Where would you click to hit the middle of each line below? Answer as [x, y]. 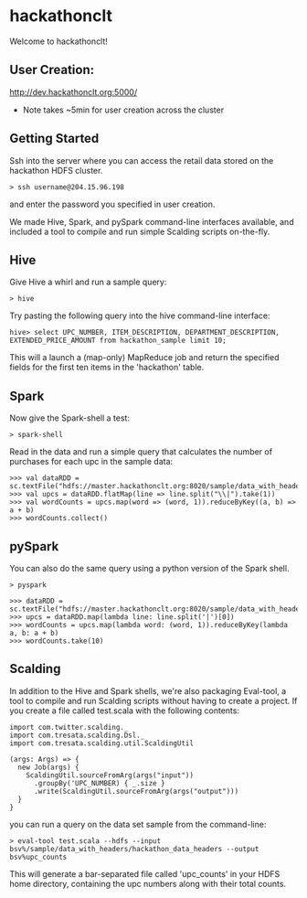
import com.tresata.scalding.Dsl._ [77, 735]
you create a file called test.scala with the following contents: [125, 711]
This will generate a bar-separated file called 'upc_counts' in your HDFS [145, 873]
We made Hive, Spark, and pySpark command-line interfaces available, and [152, 221]
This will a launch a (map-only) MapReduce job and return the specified [144, 358]
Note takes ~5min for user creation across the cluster [123, 110]
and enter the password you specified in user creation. [112, 204]
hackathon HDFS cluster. [56, 170]
